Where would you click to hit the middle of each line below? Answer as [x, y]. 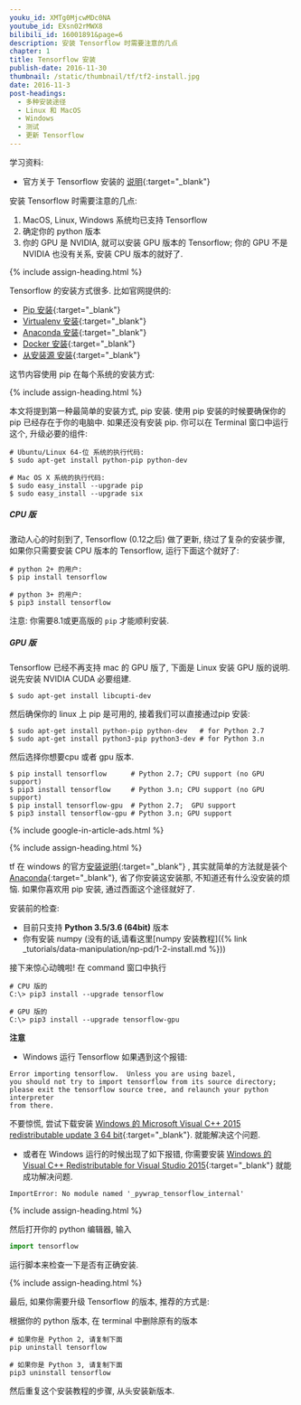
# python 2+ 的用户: [46, 569]
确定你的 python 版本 [61, 231]
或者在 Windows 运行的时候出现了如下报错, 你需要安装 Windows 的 [147, 1154]
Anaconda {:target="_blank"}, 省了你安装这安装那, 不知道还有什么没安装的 [146, 877]
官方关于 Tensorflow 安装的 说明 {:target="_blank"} [116, 181]
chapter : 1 [30, 52]
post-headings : [38, 93]
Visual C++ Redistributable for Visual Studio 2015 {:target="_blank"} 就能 [157, 1165]
